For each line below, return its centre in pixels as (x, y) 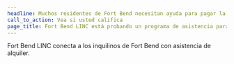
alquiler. (18, 53)
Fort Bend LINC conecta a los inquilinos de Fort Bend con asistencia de (109, 46)
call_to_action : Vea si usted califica (65, 20)
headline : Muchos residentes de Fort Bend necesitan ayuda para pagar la (117, 13)
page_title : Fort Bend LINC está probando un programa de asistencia (110, 26)
